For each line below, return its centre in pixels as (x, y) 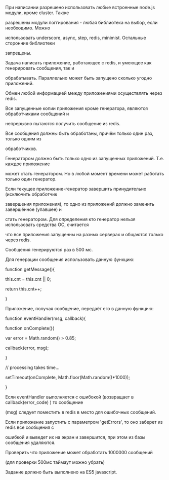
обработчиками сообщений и (37, 114)
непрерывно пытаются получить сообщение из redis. (63, 123)
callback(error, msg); (27, 348)
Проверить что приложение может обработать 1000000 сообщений (79, 452)
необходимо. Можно (28, 28)
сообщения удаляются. (30, 442)
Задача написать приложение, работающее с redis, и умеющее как (78, 63)
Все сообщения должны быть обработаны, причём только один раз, (79, 133)
